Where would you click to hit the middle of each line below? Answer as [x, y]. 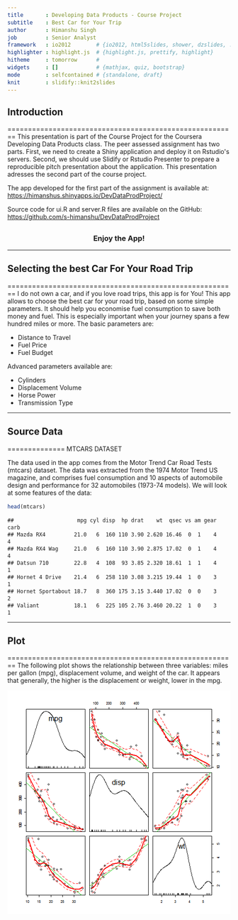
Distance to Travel [44, 337]
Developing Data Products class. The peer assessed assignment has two [114, 144]
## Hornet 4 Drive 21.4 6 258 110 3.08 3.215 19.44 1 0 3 [112, 577]
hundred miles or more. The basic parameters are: [81, 324]
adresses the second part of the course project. [77, 175]
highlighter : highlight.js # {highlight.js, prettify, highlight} [110, 53]
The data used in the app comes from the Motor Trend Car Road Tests [110, 462]
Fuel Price [32, 345]
